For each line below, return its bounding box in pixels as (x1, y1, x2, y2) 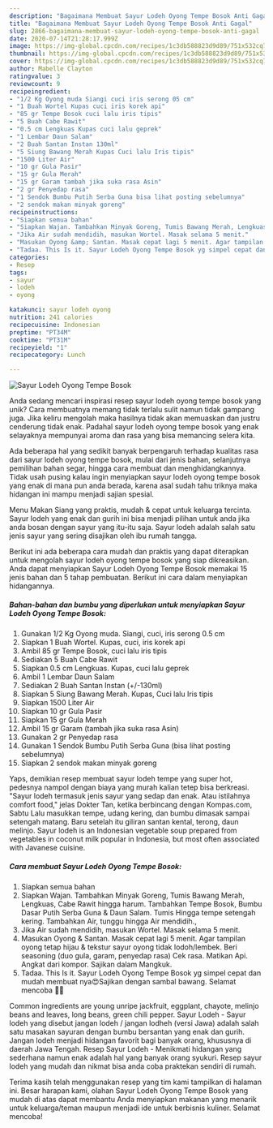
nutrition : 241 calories (9, 313, 93, 321)
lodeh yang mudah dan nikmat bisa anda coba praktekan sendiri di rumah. (9, 1061, 257, 1071)
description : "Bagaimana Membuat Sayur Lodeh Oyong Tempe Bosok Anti (9, 11, 250, 20)
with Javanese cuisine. (9, 843, 86, 853)
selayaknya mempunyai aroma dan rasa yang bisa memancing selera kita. (9, 431, 255, 441)
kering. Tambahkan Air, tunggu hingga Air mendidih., (20, 916, 197, 926)
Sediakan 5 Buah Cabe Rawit (20, 655, 118, 665)
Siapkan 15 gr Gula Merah (20, 715, 108, 725)
